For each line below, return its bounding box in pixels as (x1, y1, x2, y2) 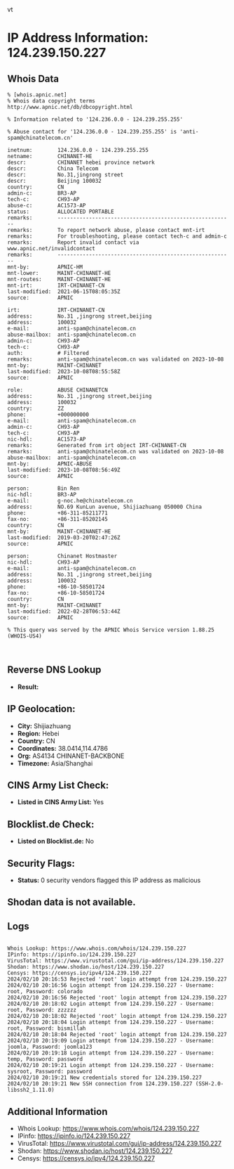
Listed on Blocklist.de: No (17, 837, 95, 846)
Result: (17, 683, 39, 691)
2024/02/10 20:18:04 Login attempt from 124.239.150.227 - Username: (7, 1019, 215, 1026)
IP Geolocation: (7, 703, 76, 715)
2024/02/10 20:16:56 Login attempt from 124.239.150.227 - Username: (7, 982, 215, 989)
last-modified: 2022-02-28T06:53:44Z (7, 608, 121, 615)
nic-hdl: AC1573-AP (7, 436, 86, 443)
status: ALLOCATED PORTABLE (7, 208, 114, 215)
